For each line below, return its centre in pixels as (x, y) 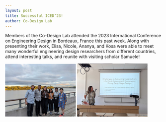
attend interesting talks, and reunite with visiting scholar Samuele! (73, 57)
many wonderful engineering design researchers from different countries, (81, 52)
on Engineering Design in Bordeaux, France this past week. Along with (77, 41)
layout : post (19, 10)
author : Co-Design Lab (29, 21)
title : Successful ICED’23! (34, 16)
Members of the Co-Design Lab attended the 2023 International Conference (83, 36)
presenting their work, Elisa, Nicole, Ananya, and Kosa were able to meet (80, 46)
